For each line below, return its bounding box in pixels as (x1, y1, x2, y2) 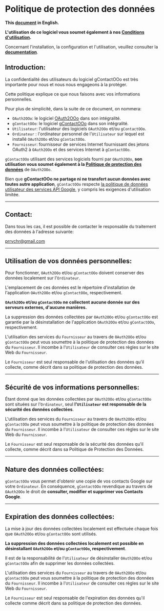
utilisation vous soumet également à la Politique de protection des (5, 161, 142, 167)
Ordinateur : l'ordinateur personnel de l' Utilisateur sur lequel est (12, 131, 144, 137)
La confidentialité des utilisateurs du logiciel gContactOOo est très (5, 76, 138, 82)
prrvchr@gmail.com (5, 238, 45, 244)
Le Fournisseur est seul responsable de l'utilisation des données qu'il (5, 359, 144, 365)
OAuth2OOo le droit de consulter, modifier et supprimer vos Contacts (5, 489, 143, 494)
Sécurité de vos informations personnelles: (5, 383, 140, 391)
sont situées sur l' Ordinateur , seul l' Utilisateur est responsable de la (5, 401, 146, 407)
